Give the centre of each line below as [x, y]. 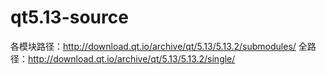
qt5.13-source [69, 17]
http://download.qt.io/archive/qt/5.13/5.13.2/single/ [132, 58]
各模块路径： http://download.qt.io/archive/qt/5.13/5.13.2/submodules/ [153, 46]
